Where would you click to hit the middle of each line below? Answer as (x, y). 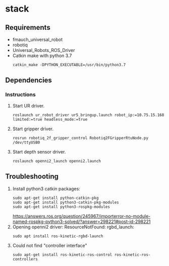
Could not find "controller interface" (50, 245)
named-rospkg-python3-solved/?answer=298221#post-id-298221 (81, 221)
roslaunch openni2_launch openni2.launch (57, 161)
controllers (25, 259)
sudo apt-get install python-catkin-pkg (55, 198)
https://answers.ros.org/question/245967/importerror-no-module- (81, 216)
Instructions (21, 95)
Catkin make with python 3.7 (42, 56)
